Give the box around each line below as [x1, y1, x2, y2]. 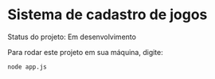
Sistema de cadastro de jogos [7, 6, 208, 24]
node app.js [7, 62, 47, 71]
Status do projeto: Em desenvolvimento [7, 32, 137, 41]
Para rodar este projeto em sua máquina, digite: [7, 47, 164, 57]
